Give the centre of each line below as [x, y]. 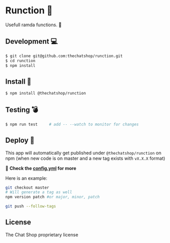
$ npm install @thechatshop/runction [46, 94]
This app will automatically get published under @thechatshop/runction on [83, 153]
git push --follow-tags [31, 207]
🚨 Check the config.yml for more [41, 168]
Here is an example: [26, 178]
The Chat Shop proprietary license [42, 235]
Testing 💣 [22, 110]
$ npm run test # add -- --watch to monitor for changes [72, 124]
